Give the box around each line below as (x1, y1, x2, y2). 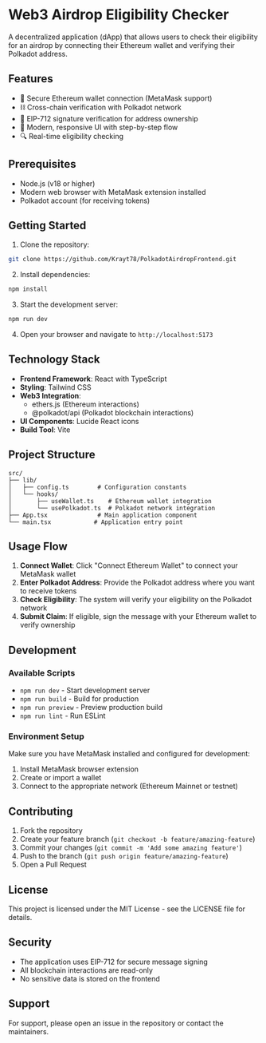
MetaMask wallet (19, 569, 76, 579)
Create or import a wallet (19, 773, 102, 783)
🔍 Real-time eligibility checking (19, 131, 124, 141)
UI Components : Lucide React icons (19, 416, 139, 426)
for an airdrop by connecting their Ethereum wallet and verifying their (8, 40, 235, 50)
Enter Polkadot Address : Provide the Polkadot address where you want (19, 577, 255, 588)
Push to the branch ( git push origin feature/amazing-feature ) (19, 851, 229, 861)
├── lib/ (8, 476, 37, 484)
